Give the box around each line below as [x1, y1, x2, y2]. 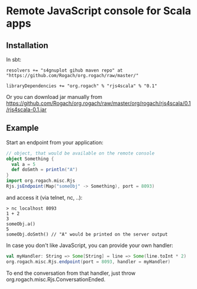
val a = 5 [11, 161, 35, 167]
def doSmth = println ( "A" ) [11, 167, 78, 173]
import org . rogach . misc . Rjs [6, 178, 76, 184]
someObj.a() [6, 221, 35, 227]
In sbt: [6, 56, 22, 63]
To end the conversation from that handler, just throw [6, 269, 136, 277]
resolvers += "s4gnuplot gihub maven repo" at [6, 68, 123, 73]
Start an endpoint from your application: [6, 139, 104, 146]
